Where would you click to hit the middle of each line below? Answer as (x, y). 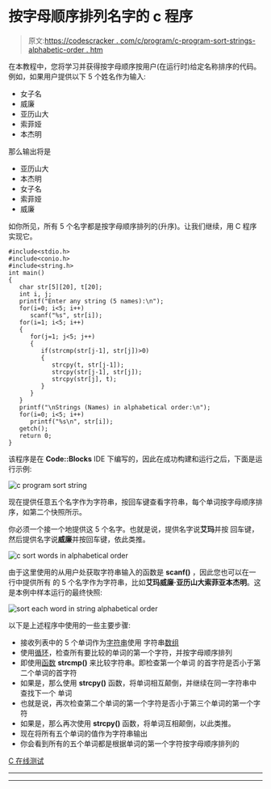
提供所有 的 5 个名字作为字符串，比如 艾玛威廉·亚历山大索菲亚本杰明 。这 (142, 582)
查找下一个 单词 (46, 693)
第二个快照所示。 (58, 511)
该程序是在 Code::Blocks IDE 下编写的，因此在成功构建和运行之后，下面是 (132, 459)
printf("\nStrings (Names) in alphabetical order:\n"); (115, 407)
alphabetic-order (56, 49)
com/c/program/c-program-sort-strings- (188, 40)
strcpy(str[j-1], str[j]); (97, 372)
